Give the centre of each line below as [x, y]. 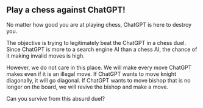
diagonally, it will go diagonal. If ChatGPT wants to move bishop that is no [98, 80]
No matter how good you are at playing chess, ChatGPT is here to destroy [99, 24]
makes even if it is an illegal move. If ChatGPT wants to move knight [91, 74]
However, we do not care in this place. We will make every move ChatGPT [99, 67]
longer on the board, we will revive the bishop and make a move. [87, 87]
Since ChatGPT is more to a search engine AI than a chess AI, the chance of [102, 49]
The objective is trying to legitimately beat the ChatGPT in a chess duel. [96, 42]
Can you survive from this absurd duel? [56, 98]
